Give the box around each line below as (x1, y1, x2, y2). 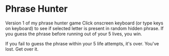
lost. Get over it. (5, 46, 39, 52)
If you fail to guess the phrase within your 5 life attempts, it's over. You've (5, 40, 159, 46)
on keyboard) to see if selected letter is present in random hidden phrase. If (5, 25, 164, 31)
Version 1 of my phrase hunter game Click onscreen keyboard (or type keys (5, 20, 164, 26)
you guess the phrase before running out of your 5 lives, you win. (5, 31, 143, 37)
